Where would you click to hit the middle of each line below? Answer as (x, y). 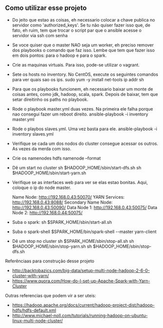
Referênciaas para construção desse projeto (50, 261)
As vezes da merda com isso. (42, 148)
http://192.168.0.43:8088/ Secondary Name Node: (62, 202)
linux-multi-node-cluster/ (37, 321)
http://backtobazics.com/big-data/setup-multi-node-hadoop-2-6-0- (81, 270)
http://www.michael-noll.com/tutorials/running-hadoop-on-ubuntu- (80, 315)
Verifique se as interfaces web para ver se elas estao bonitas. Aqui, (80, 182)
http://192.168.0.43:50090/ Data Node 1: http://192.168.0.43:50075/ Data (85, 207)
